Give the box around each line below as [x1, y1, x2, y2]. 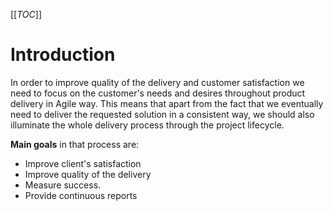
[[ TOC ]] [10, 9, 42, 20]
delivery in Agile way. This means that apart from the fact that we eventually [10, 97, 324, 109]
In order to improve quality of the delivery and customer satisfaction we [10, 76, 305, 88]
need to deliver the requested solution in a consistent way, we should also [10, 108, 315, 120]
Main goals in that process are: [10, 138, 140, 150]
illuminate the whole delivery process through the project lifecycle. [10, 119, 285, 131]
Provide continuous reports [24, 189, 138, 201]
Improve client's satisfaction [24, 157, 142, 169]
